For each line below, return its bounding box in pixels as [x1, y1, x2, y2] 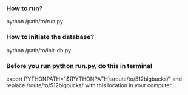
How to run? [6, 4, 43, 13]
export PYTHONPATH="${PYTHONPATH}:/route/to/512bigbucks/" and [6, 75, 183, 82]
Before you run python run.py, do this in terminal [6, 61, 153, 70]
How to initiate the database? [6, 33, 95, 41]
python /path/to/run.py [6, 18, 64, 25]
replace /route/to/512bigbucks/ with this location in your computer [6, 81, 172, 88]
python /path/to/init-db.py [6, 46, 72, 54]
